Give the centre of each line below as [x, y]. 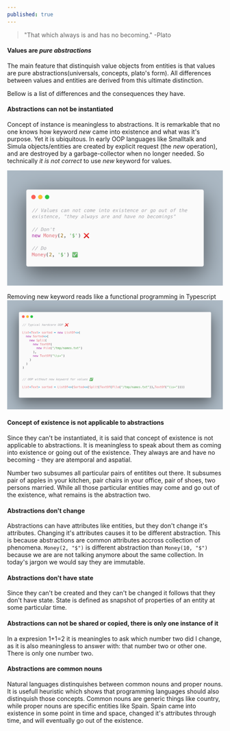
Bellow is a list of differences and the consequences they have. [96, 93]
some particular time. [37, 608]
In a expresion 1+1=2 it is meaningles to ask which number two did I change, [114, 639]
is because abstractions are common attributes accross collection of [104, 541]
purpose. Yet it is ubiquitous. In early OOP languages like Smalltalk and [107, 139]
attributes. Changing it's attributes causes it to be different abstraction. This [114, 533]
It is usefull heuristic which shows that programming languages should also [113, 691]
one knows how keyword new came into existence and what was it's [104, 132]
